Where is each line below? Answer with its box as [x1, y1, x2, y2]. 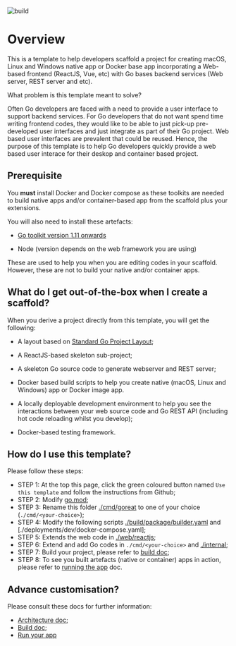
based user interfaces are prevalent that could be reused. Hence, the [7, 134, 208, 142]
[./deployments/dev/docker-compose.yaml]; [17, 525, 147, 534]
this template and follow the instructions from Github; [17, 488, 176, 496]
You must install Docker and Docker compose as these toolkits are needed [7, 188, 225, 197]
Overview [7, 32, 66, 47]
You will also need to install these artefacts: [7, 217, 133, 226]
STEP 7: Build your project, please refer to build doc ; [17, 548, 170, 556]
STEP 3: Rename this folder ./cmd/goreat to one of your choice [17, 503, 201, 511]
